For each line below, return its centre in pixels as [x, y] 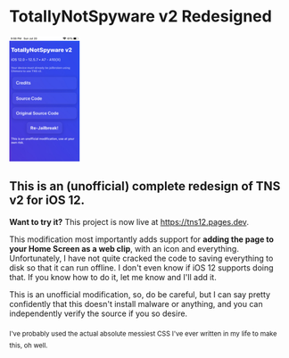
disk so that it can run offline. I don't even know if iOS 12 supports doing [141, 267]
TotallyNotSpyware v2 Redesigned [140, 17]
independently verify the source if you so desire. [99, 313]
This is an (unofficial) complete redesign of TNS [145, 186]
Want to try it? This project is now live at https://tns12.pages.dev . [129, 221]
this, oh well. [29, 346]
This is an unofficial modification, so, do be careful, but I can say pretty [140, 294]
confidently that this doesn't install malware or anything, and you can [136, 304]
